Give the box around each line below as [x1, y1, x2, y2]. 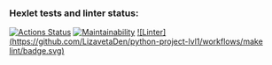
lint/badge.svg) [9, 46, 65, 56]
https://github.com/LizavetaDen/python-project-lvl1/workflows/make [12, 36, 263, 47]
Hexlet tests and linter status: [9, 7, 139, 19]
